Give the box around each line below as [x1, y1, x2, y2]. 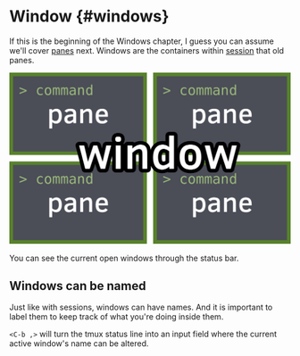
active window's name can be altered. [9, 338, 149, 349]
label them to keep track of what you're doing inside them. [9, 311, 224, 322]
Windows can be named [9, 278, 146, 294]
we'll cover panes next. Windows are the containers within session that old [9, 45, 284, 55]
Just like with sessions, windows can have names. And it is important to [9, 302, 273, 313]
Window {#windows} [9, 6, 170, 27]
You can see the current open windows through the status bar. [9, 253, 239, 263]
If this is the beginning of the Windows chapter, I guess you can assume [9, 36, 274, 46]
